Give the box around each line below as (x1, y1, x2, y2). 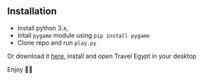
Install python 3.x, (17, 23, 69, 32)
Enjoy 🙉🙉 (7, 65, 33, 73)
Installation (7, 6, 57, 17)
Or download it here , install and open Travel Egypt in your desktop (7, 52, 197, 60)
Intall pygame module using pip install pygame (17, 31, 150, 39)
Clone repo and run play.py (17, 38, 97, 47)
